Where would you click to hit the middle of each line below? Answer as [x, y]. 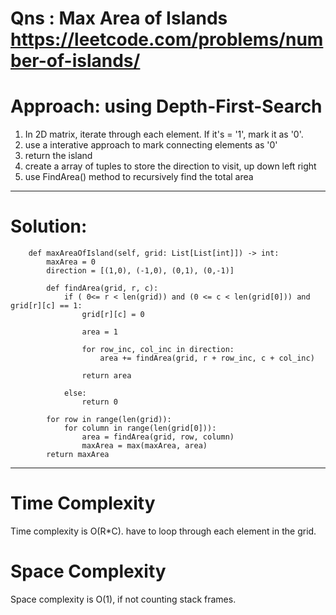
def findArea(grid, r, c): [102, 288]
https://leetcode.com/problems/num [167, 39]
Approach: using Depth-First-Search [166, 106]
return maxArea [78, 455]
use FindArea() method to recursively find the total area [139, 177]
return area [106, 376]
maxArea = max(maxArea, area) [144, 446]
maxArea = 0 [71, 262]
